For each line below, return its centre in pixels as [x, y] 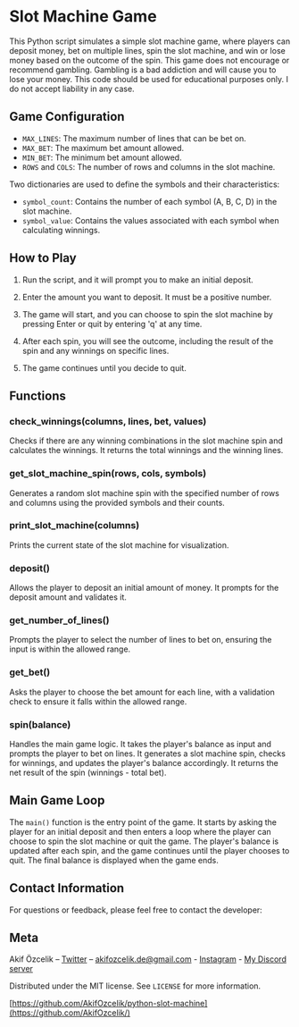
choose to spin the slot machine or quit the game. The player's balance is [144, 841]
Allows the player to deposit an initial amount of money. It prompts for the [144, 588]
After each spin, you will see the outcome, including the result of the [148, 341]
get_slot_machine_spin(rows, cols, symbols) [108, 474]
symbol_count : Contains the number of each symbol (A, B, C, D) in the [149, 201]
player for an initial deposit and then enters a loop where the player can [141, 831]
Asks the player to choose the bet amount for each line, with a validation [142, 692]
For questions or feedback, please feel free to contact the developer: [136, 910]
